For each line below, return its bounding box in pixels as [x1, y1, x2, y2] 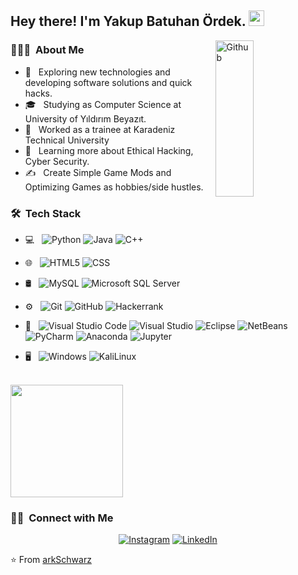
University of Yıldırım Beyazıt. [24, 112, 147, 125]
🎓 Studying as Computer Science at [24, 98, 182, 110]
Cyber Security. [24, 155, 90, 167]
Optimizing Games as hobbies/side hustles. [24, 181, 204, 193]
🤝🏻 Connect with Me [10, 511, 114, 525]
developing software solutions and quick [24, 76, 193, 88]
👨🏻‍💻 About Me [10, 43, 85, 57]
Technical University [24, 134, 110, 146]
